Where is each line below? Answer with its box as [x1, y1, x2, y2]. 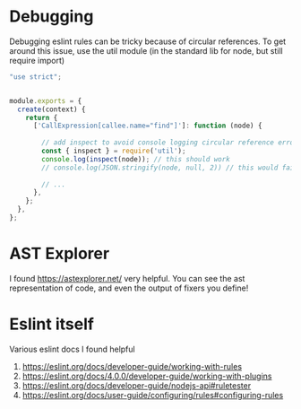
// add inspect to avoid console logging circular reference [41, 138, 275, 147]
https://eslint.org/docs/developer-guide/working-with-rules [21, 361, 243, 371]
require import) [9, 55, 65, 65]
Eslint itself [9, 314, 94, 335]
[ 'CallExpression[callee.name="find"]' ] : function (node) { [32, 121, 262, 131]
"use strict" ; [9, 72, 63, 82]
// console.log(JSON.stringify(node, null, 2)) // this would [41, 163, 279, 172]
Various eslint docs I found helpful [9, 344, 136, 354]
